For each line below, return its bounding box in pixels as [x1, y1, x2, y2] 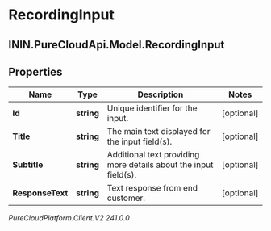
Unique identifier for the [106, 103, 198, 114]
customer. [106, 192, 146, 204]
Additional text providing [106, 149, 200, 161]
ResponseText [12, 187, 69, 199]
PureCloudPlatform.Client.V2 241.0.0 [8, 213, 131, 223]
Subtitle [12, 159, 44, 170]
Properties [8, 65, 63, 78]
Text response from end [106, 183, 198, 194]
